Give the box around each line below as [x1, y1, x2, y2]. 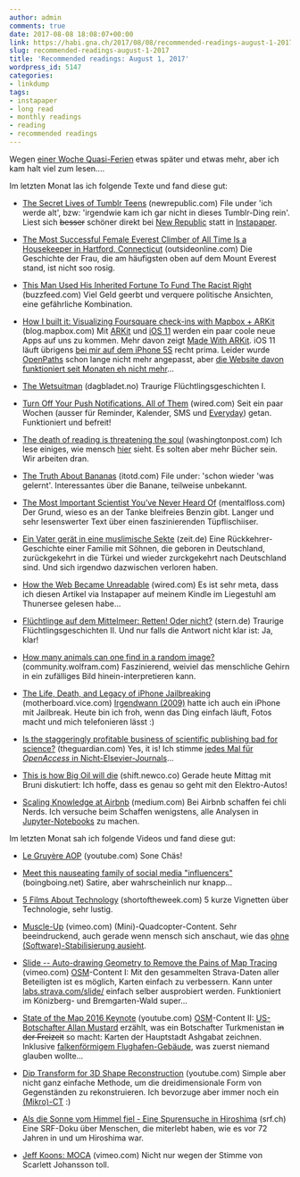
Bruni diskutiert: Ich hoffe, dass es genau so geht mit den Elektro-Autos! [21, 779, 287, 790]
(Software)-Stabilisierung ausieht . [21, 940, 147, 950]
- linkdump [9, 79, 50, 88]
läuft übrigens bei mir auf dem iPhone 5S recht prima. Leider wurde [21, 344, 271, 355]
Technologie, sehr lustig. [21, 903, 113, 915]
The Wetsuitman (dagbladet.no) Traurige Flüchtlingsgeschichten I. [21, 380, 266, 391]
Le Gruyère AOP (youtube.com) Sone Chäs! [21, 850, 183, 861]
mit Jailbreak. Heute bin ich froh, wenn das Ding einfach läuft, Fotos [21, 707, 272, 717]
